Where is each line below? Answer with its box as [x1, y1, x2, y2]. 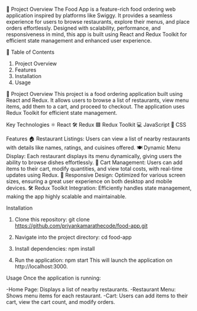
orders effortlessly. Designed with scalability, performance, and [6, 24, 161, 31]
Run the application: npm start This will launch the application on [14, 257, 173, 264]
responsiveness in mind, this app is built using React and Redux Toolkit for [6, 31, 188, 38]
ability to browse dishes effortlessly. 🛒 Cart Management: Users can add [6, 159, 183, 166]
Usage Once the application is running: [6, 274, 101, 281]
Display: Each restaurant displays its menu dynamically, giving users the [6, 153, 182, 159]
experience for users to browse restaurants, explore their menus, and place [6, 18, 190, 25]
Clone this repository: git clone [14, 216, 90, 223]
